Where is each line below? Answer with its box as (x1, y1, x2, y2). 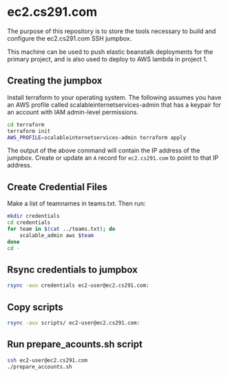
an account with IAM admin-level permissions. (7, 108, 139, 116)
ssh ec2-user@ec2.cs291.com (7, 356, 88, 364)
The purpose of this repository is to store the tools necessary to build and (7, 27, 216, 35)
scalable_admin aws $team (19, 232, 94, 238)
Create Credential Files (7, 181, 108, 193)
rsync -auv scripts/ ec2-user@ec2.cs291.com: (7, 319, 140, 326)
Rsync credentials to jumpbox (7, 263, 138, 276)
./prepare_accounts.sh (7, 363, 72, 370)
